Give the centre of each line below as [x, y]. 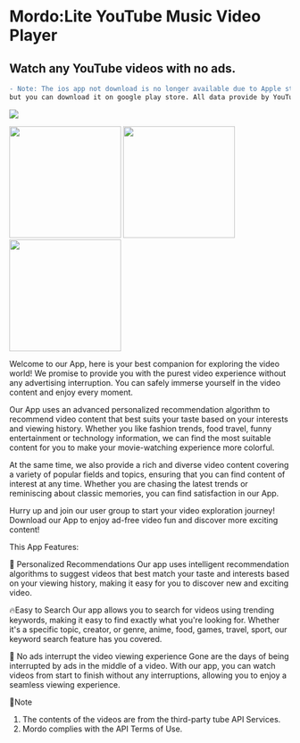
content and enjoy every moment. [71, 392]
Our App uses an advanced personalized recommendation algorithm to [140, 409]
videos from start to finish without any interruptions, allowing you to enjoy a [148, 675]
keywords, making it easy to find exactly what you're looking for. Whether [145, 620]
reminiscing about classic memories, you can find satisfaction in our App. [144, 493]
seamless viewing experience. [65, 684]
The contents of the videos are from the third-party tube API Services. [151, 719]
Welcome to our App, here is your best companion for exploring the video [144, 363]
